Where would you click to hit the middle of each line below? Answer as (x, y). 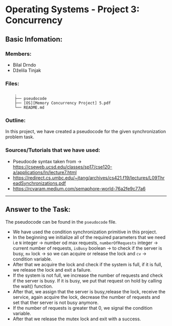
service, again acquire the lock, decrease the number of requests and (86, 297)
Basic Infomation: (34, 39)
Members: (18, 54)
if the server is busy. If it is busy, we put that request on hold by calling (87, 280)
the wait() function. (33, 286)
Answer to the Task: (38, 210)
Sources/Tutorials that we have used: (53, 150)
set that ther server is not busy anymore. (56, 302)
